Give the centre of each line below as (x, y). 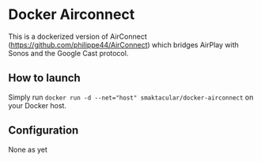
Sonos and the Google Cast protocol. (68, 53)
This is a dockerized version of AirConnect (78, 36)
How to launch (44, 78)
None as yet (28, 149)
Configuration (43, 131)
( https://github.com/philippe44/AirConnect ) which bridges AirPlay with (123, 44)
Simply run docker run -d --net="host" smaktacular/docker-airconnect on (131, 97)
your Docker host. (38, 105)
